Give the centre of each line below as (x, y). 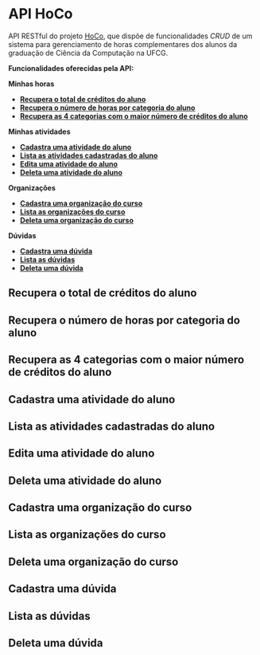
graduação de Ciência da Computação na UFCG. (88, 53)
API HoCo (41, 14)
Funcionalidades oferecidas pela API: (71, 68)
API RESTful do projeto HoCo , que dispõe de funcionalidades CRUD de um (130, 36)
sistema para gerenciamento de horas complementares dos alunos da (122, 44)
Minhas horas (31, 84)
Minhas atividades (39, 131)
